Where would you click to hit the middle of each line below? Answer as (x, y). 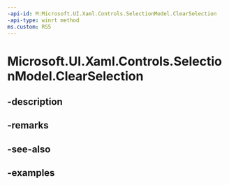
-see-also (29, 149)
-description (35, 102)
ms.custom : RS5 (29, 27)
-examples (31, 173)
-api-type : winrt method (43, 20)
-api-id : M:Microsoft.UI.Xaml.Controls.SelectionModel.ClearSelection (112, 14)
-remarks (28, 125)
